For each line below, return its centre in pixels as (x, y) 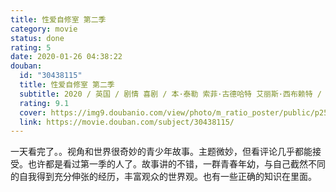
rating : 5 (31, 47)
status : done (37, 38)
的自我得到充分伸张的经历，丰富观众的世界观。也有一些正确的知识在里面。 (163, 177)
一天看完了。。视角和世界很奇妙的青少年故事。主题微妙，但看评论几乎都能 (161, 152)
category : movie (44, 29)
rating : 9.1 (44, 103)
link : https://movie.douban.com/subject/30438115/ (127, 122)
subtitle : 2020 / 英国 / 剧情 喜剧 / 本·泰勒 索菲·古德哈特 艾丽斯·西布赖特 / (170, 94)
